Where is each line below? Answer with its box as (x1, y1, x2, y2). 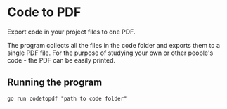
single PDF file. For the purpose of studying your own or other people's (7, 49, 214, 57)
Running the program (7, 77, 103, 89)
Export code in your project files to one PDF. (7, 27, 136, 36)
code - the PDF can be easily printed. (7, 56, 116, 64)
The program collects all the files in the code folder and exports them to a (7, 41, 220, 49)
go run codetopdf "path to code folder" (7, 95, 128, 102)
